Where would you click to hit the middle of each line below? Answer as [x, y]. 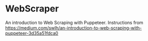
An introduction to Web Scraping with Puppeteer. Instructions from [74, 22]
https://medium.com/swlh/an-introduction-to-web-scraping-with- [73, 27]
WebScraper [32, 9]
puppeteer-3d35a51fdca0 [32, 33]
